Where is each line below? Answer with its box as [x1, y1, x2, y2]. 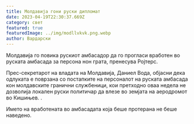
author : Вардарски [6, 36, 51, 42]
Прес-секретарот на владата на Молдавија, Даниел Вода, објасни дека [6, 70, 185, 76]
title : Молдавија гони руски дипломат [6, 8, 101, 15]
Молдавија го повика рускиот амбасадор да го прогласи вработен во [6, 52, 180, 58]
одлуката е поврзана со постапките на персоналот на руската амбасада [6, 75, 188, 82]
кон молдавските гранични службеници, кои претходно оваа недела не [6, 82, 186, 88]
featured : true [6, 25, 43, 31]
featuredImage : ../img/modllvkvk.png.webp [6, 30, 111, 36]
